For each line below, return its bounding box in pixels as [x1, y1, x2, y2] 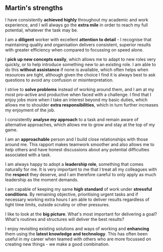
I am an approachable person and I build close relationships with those [5, 136, 148, 142]
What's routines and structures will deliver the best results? [5, 216, 124, 222]
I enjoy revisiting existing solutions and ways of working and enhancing [5, 226, 149, 232]
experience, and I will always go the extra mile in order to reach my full [5, 22, 148, 28]
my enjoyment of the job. [5, 107, 55, 113]
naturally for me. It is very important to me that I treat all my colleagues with [5, 166, 157, 172]
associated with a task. [5, 152, 51, 158]
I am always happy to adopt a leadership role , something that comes [5, 161, 144, 167]
